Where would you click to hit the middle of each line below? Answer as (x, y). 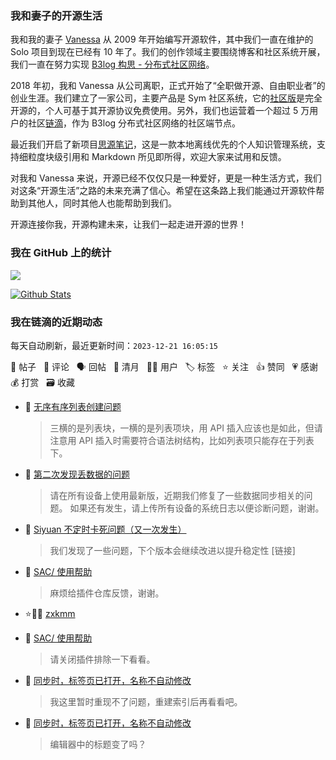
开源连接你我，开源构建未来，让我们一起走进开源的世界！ (128, 224)
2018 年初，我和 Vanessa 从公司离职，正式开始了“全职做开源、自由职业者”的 (168, 86)
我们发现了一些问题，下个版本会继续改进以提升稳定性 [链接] (172, 550)
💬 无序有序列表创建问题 (73, 406)
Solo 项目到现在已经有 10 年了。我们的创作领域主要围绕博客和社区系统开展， (168, 52)
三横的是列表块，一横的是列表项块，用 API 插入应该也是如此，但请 (186, 428)
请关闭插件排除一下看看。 (102, 659)
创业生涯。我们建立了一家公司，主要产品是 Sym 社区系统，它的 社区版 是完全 (166, 98)
